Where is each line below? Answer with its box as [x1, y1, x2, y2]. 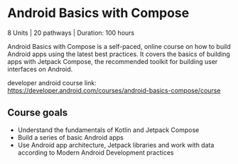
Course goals [7, 106, 68, 119]
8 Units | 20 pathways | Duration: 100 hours [7, 28, 135, 37]
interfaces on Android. [7, 65, 73, 73]
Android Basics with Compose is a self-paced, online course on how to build [7, 42, 231, 50]
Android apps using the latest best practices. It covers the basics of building [7, 50, 231, 58]
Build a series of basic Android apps [17, 133, 124, 141]
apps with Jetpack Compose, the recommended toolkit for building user [7, 57, 218, 65]
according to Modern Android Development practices [17, 148, 174, 157]
